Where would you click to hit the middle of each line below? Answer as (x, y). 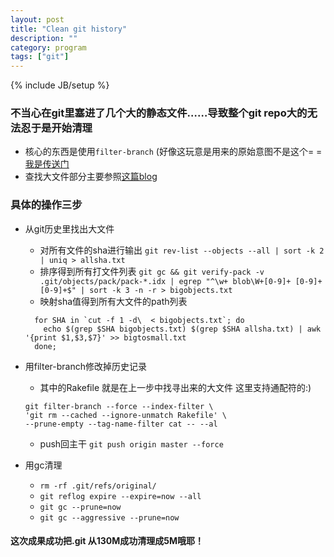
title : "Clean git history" (69, 29)
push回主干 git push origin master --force (131, 443)
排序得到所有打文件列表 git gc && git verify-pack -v (152, 271)
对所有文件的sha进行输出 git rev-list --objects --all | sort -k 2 (182, 250)
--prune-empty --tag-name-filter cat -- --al (121, 424)
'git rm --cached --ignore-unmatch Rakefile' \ (125, 415)
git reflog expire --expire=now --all (120, 496)
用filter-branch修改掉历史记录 (85, 366)
